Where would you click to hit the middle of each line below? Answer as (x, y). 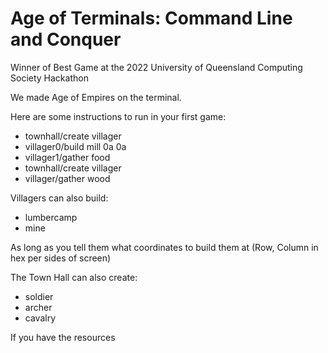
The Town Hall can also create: (74, 277)
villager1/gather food (67, 157)
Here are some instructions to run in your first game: (118, 116)
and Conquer (66, 39)
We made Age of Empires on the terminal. (96, 97)
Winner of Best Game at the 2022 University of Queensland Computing (156, 67)
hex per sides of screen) (61, 258)
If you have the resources (63, 337)
